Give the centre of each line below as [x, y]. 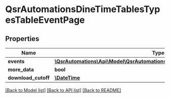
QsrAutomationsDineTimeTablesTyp [83, 9]
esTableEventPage [45, 20]
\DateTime [67, 78]
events [16, 61]
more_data [21, 69]
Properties [22, 39]
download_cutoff [29, 78]
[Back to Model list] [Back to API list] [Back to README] [63, 90]
